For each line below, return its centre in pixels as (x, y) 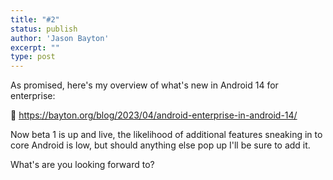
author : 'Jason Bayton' (60, 38)
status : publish (44, 29)
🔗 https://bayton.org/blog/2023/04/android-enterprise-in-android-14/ (154, 115)
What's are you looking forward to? (82, 165)
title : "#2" (35, 19)
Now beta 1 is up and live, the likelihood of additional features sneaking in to (166, 135)
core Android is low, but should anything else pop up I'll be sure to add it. (160, 145)
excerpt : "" (35, 47)
